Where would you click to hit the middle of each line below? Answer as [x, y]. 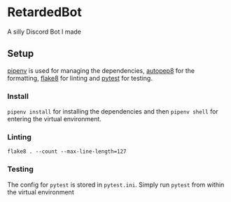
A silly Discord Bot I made [44, 32]
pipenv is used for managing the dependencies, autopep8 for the [101, 70]
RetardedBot [45, 12]
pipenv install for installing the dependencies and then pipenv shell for [113, 112]
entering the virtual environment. [54, 119]
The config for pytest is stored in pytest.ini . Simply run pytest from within [116, 184]
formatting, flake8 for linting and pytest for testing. [80, 78]
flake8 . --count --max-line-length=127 [67, 151]
